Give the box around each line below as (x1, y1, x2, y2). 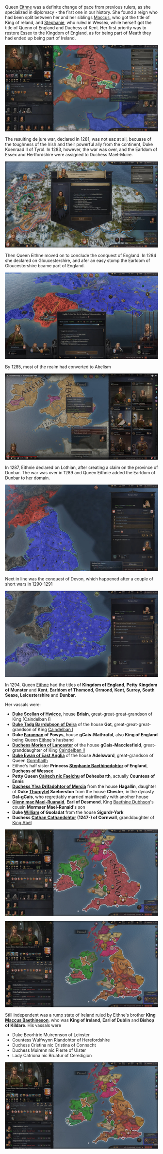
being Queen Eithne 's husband (12, 737, 74, 743)
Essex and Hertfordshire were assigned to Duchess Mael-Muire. (5, 151, 133, 157)
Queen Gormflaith (12, 758, 48, 763)
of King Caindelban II (43, 747, 85, 753)
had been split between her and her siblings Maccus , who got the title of (5, 15, 150, 20)
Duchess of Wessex (12, 768, 53, 774)
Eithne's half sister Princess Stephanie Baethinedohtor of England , (12, 763, 148, 768)
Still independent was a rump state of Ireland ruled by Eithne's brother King (5, 1012, 156, 1018)
